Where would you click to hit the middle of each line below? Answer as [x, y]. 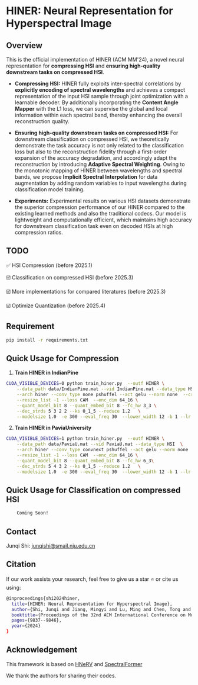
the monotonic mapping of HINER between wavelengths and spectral [98, 171]
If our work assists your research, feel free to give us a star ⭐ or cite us [92, 579]
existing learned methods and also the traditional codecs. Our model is [100, 213]
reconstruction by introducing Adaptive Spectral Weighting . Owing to [100, 164]
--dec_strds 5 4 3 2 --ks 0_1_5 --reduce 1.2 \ [79, 466]
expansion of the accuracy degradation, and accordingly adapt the [95, 158]
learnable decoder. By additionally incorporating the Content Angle [96, 102]
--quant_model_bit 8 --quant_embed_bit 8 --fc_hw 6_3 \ [85, 461]
